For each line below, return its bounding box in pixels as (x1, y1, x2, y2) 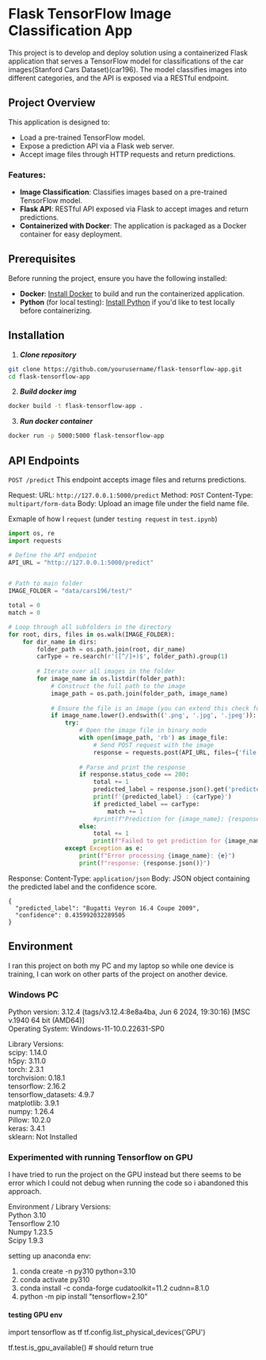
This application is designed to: (8, 117, 111, 127)
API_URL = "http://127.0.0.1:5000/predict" (8, 559, 154, 567)
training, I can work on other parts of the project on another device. (8, 969, 228, 978)
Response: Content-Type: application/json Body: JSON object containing (8, 874, 251, 883)
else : (78, 822, 97, 830)
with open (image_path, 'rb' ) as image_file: (78, 734, 228, 742)
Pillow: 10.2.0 (8, 1115, 51, 1124)
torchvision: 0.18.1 (8, 1073, 66, 1082)
